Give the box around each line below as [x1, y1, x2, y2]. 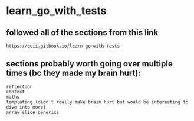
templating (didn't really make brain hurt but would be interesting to [6, 99, 189, 105]
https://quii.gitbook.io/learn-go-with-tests [6, 43, 120, 49]
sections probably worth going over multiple [6, 59, 173, 69]
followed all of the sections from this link [6, 28, 159, 38]
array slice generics [6, 109, 60, 115]
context [6, 89, 25, 95]
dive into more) [6, 104, 46, 110]
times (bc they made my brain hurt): [6, 68, 141, 78]
